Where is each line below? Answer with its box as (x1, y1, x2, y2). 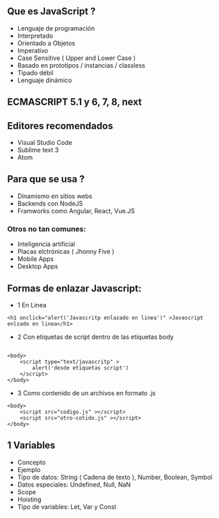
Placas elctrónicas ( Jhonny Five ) (17, 247, 115, 256)
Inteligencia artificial (17, 240, 75, 248)
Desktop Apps (17, 262, 58, 271)
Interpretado (17, 31, 54, 40)
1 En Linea (17, 300, 47, 309)
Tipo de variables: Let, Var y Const (17, 502, 117, 511)
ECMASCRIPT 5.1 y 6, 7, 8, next (7, 96, 143, 108)
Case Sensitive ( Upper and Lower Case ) (17, 54, 136, 62)
